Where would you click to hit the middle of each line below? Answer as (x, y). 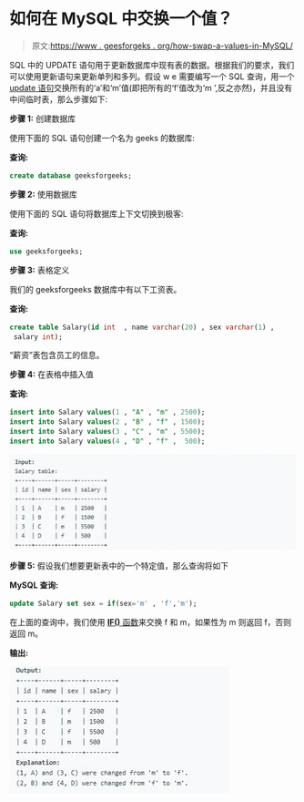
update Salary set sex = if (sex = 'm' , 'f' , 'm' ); (103, 603)
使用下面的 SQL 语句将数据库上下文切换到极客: (96, 213)
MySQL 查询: (34, 585)
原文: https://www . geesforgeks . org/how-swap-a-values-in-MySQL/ (162, 46)
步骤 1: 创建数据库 (42, 118)
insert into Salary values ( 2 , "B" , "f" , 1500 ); (107, 422)
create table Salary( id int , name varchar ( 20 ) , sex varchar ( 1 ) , (142, 327)
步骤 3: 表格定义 (40, 270)
